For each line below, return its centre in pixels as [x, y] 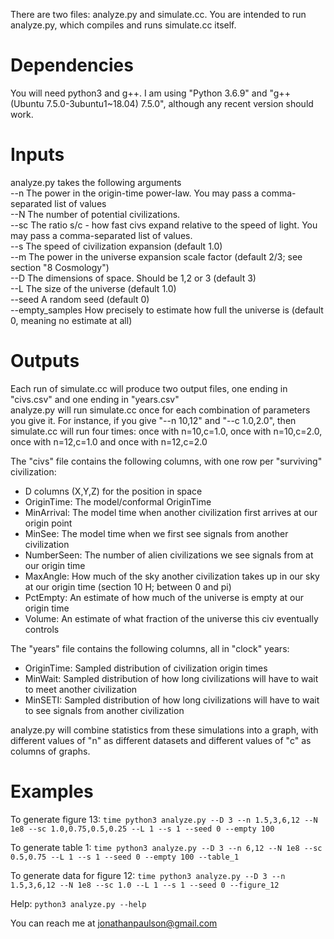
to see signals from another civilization [104, 710]
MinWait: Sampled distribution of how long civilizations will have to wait [171, 678]
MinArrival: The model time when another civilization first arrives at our [171, 512]
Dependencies [72, 65]
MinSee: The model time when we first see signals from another [156, 533]
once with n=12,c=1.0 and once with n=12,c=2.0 [109, 441]
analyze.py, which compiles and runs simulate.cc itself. [123, 25]
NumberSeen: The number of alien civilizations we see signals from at [169, 555]
